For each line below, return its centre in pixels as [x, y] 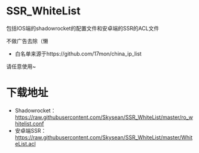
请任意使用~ [21, 66]
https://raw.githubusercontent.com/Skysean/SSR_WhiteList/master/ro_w [104, 117]
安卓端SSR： [30, 130]
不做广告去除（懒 [27, 41]
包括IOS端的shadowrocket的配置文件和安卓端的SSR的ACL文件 [83, 28]
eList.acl [25, 143]
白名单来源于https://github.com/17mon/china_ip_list [78, 53]
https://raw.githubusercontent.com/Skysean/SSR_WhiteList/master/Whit [104, 137]
